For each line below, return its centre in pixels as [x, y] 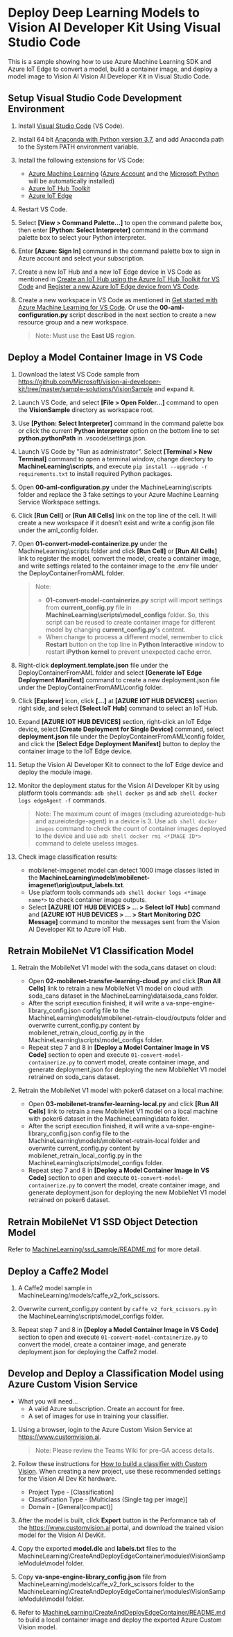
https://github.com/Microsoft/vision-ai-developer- [89, 381]
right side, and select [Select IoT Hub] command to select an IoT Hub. [118, 708]
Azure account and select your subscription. [81, 258]
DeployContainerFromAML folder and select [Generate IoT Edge [110, 673]
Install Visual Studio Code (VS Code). [71, 126]
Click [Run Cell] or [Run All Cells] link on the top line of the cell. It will [117, 515]
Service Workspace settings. [59, 502]
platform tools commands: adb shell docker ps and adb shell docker [118, 793]
